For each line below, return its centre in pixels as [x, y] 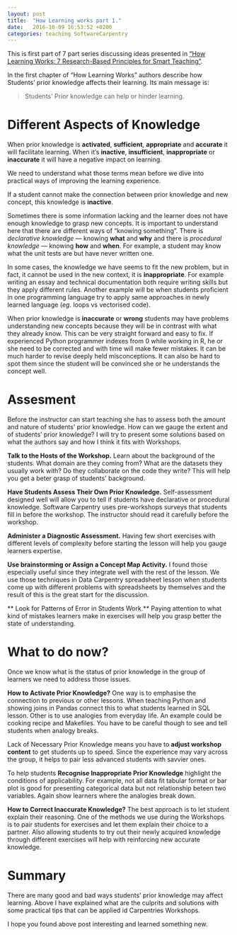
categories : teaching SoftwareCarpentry [68, 34]
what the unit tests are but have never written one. [81, 254]
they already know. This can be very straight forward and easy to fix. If [110, 334]
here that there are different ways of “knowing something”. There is [105, 231]
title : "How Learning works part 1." [64, 21]
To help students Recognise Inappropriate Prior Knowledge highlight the [114, 773]
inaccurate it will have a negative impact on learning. [85, 159]
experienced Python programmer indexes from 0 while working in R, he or [115, 341]
